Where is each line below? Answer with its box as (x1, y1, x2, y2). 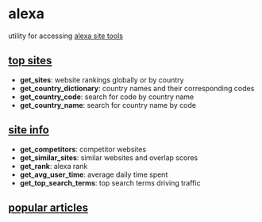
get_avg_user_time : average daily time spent (19, 170, 168, 179)
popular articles (8, 201, 89, 214)
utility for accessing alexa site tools (8, 31, 123, 40)
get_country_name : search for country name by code (19, 100, 197, 109)
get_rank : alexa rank (19, 161, 88, 170)
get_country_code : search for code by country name (19, 92, 195, 101)
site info (8, 124, 49, 137)
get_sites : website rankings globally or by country (19, 75, 184, 84)
